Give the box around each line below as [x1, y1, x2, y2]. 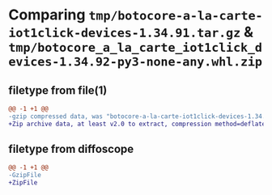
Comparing [8, 6, 86, 24]
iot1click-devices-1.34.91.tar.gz [8, 26, 241, 41]
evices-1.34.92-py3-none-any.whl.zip [8, 54, 263, 70]
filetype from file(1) [8, 83, 108, 97]
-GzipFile [8, 172, 42, 180]
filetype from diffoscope [8, 142, 134, 156]
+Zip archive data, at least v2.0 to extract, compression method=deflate [8, 120, 266, 128]
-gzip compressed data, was [8, 112, 104, 121]
